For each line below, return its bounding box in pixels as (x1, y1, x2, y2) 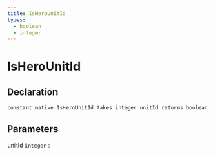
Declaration (7, 86, 59, 98)
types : (7, 16, 26, 23)
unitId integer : (7, 142, 50, 150)
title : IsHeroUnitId (7, 10, 67, 17)
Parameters (7, 123, 59, 135)
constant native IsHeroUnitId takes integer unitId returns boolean (7, 104, 208, 111)
